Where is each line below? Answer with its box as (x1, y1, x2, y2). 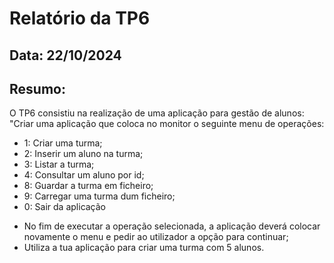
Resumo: (9, 80, 66, 97)
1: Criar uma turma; (23, 137, 103, 149)
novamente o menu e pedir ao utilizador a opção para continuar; (23, 231, 289, 243)
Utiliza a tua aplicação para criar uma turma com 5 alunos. (23, 242, 265, 254)
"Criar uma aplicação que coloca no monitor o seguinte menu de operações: (9, 118, 325, 130)
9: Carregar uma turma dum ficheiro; (23, 190, 176, 202)
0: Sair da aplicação (23, 201, 107, 213)
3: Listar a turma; (23, 158, 95, 171)
